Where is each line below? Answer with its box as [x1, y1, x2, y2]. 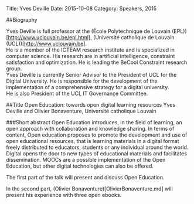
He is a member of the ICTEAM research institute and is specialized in [6, 46, 175, 53]
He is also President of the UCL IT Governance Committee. [6, 90, 148, 97]
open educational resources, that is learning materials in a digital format [6, 138, 180, 144]
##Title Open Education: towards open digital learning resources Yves [6, 101, 176, 108]
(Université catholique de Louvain [93, 34, 175, 40]
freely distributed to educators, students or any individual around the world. [6, 144, 189, 151]
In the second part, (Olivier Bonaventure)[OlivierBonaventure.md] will [6, 185, 173, 192]
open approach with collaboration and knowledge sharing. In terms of [6, 125, 175, 132]
